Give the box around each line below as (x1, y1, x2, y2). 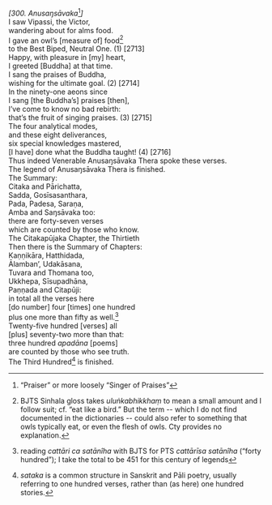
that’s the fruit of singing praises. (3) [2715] (8, 113, 152, 122)
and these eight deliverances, (8, 130, 108, 140)
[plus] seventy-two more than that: (8, 329, 125, 339)
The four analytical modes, (8, 122, 98, 131)
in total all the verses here (8, 293, 95, 303)
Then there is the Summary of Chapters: (8, 242, 143, 252)
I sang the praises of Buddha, (8, 70, 107, 79)
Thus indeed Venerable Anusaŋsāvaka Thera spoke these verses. (8, 156, 227, 165)
